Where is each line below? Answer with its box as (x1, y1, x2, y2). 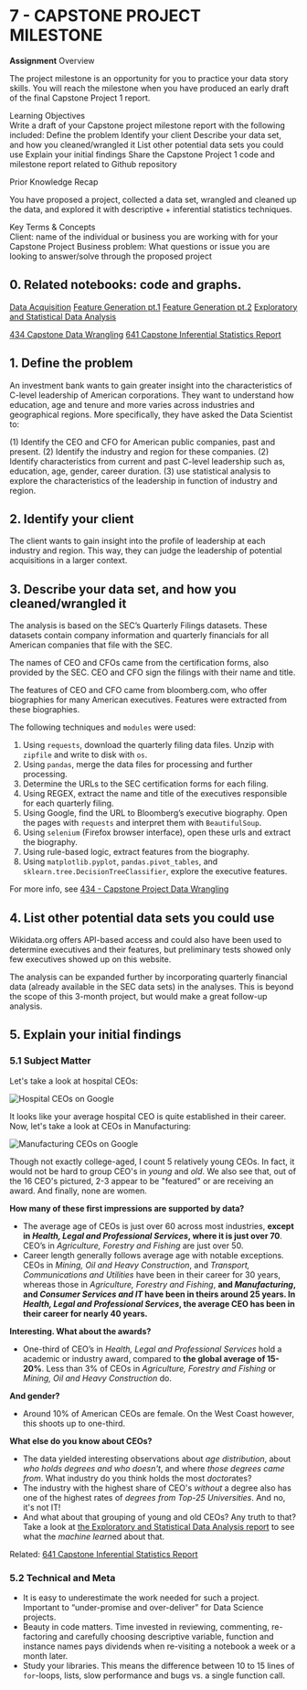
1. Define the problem (9, 356, 133, 371)
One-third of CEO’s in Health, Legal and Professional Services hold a (22, 1343, 282, 1354)
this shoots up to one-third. (22, 1417, 126, 1428)
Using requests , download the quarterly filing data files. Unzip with (22, 740, 274, 751)
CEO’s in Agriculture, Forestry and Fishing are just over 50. (22, 1240, 244, 1251)
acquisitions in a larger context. (9, 555, 128, 566)
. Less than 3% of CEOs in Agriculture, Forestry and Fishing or (41, 1363, 277, 1374)
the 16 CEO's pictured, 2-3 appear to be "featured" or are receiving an (9, 1175, 274, 1186)
